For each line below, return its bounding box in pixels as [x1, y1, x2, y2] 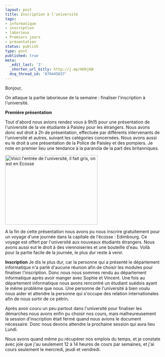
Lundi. [5, 326, 18, 332]
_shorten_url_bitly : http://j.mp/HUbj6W [9, 67, 94, 72]
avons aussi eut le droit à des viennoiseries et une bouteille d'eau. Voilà [5, 244, 150, 250]
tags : [5, 16, 16, 21]
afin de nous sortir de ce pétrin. [5, 296, 69, 302]
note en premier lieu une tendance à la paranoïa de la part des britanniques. [5, 145, 159, 151]
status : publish [5, 44, 38, 49]
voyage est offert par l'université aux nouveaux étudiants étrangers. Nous [5, 239, 155, 245]
